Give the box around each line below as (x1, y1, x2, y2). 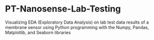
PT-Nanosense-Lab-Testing (5, 3, 121, 14)
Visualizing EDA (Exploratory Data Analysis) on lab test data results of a (5, 19, 149, 25)
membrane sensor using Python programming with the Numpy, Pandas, (5, 24, 149, 30)
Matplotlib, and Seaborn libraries (5, 29, 71, 35)
